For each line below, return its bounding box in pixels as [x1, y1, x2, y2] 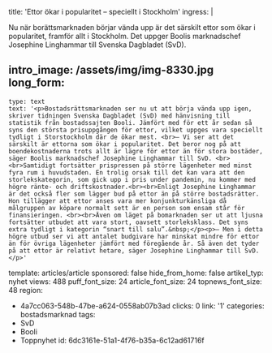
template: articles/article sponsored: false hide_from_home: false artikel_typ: [8, 268, 264, 278]
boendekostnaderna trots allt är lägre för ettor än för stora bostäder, [8, 147, 264, 155]
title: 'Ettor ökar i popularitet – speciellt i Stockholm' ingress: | [8, 7, 214, 16]
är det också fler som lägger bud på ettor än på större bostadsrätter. [8, 190, 260, 198]
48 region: [8, 285, 43, 295]
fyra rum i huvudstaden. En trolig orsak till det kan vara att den [8, 168, 245, 177]
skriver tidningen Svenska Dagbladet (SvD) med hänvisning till [8, 111, 231, 120]
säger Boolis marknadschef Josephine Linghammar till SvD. [8, 154, 213, 162]
